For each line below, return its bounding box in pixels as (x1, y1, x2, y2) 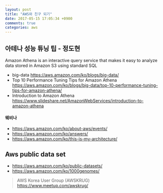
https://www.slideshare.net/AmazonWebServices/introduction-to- (12, 97, 144, 103)
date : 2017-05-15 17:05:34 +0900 (5, 16, 73, 21)
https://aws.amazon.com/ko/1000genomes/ (12, 168, 100, 174)
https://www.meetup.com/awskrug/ (16, 182, 89, 188)
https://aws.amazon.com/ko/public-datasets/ (12, 163, 103, 169)
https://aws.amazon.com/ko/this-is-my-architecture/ (12, 136, 118, 142)
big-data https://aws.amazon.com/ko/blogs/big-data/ (12, 72, 119, 78)
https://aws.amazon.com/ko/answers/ (12, 131, 88, 137)
